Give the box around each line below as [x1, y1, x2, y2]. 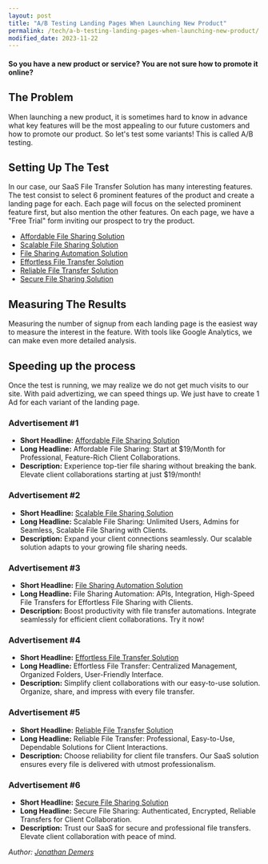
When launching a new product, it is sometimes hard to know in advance [8, 112, 248, 121]
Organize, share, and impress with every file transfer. [19, 687, 195, 696]
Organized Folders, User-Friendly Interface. [19, 670, 164, 679]
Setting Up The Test [8, 161, 110, 175]
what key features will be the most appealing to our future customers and [8, 120, 250, 130]
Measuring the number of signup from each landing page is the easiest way [8, 318, 258, 329]
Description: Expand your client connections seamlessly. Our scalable [19, 533, 253, 543]
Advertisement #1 [8, 418, 79, 429]
